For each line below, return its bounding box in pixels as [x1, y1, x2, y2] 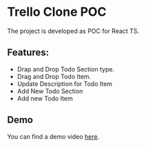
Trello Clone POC [7, 4, 107, 20]
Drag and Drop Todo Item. [17, 72, 92, 80]
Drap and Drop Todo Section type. [17, 65, 115, 73]
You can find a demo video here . [7, 132, 100, 141]
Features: [7, 47, 50, 58]
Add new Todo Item [17, 94, 74, 102]
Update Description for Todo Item [17, 80, 112, 88]
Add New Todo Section [17, 87, 83, 95]
